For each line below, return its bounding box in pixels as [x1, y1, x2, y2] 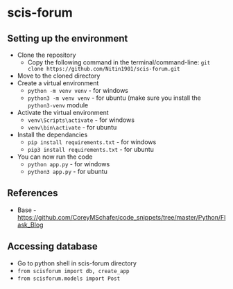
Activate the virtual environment [17, 109, 109, 116]
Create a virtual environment [17, 79, 99, 87]
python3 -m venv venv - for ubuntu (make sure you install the [27, 94, 201, 102]
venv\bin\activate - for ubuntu [27, 123, 117, 131]
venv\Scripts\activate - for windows [27, 116, 135, 124]
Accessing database [7, 240, 98, 252]
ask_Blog [17, 220, 44, 229]
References [7, 187, 58, 199]
